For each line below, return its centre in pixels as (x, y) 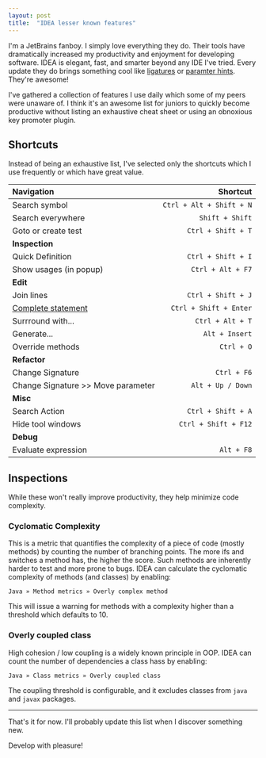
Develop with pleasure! (46, 745)
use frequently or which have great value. (76, 172)
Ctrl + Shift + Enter (211, 308)
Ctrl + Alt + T (224, 321)
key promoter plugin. (42, 120)
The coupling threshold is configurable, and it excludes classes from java (128, 690)
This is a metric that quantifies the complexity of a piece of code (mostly (126, 543)
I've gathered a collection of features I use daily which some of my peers (127, 94)
